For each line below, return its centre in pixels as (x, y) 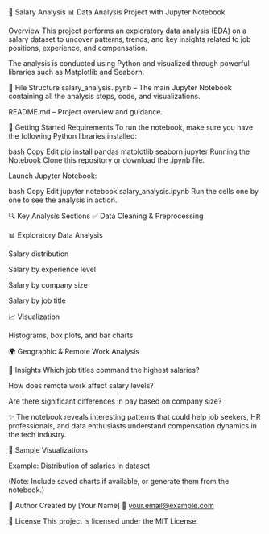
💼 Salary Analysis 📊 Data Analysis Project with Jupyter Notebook (117, 12)
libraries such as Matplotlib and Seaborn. (77, 72)
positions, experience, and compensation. (78, 48)
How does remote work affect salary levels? (81, 385)
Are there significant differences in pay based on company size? (115, 401)
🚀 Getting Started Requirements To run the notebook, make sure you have (131, 127)
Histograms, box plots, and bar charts (71, 335)
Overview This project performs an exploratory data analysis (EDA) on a (128, 31)
